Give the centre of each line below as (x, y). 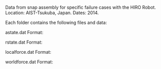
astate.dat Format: (24, 32)
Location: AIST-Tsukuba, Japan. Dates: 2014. (52, 13)
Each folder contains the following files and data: (56, 23)
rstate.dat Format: (24, 42)
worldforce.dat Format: (29, 62)
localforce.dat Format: (28, 52)
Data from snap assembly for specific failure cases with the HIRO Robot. (80, 7)
